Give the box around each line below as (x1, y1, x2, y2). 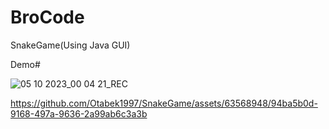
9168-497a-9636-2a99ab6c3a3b (10, 107, 148, 120)
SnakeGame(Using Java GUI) (10, 39, 131, 51)
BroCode (10, 6, 85, 29)
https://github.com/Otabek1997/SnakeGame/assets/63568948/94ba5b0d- (10, 97, 318, 109)
